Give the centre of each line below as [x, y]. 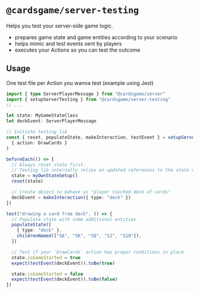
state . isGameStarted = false [47, 274]
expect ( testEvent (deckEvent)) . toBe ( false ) [65, 279]
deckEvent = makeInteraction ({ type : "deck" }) [71, 197]
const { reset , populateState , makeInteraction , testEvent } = [86, 137]
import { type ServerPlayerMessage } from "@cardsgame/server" [86, 94]
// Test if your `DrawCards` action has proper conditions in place [98, 252]
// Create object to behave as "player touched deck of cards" [91, 192]
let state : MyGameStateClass [42, 116]
